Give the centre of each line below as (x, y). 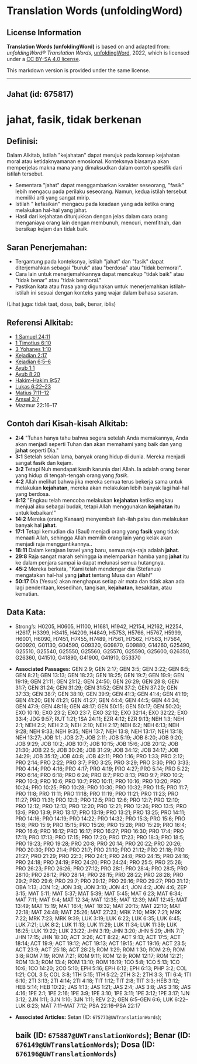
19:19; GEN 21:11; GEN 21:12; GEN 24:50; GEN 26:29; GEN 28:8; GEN (97, 681)
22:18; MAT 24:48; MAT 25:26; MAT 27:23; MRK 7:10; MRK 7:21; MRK (98, 912)
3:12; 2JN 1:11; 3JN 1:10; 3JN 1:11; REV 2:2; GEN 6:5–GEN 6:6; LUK (94, 999)
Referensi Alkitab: (40, 322)
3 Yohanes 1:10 (33, 349)
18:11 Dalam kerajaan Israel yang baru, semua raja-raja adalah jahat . (97, 550)
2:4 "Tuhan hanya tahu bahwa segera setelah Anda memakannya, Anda (102, 438)
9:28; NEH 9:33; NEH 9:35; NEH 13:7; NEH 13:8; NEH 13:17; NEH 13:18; (99, 731)
